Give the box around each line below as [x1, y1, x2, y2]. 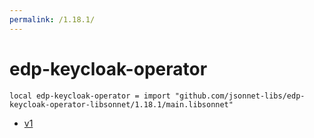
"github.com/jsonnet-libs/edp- [174, 91, 306, 101]
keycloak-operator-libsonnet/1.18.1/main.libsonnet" [9, 99, 234, 110]
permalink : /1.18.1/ [9, 14, 96, 25]
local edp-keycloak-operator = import [9, 91, 171, 101]
